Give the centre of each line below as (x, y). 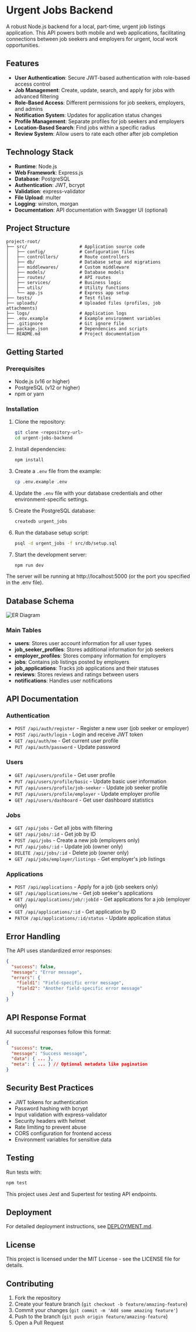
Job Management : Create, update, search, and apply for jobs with (94, 90)
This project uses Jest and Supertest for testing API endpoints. (82, 1194)
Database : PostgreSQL (42, 179)
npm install (29, 460)
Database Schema (40, 601)
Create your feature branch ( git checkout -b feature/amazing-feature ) (101, 1304)
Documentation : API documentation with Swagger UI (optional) (91, 210)
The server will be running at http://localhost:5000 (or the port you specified (98, 576)
